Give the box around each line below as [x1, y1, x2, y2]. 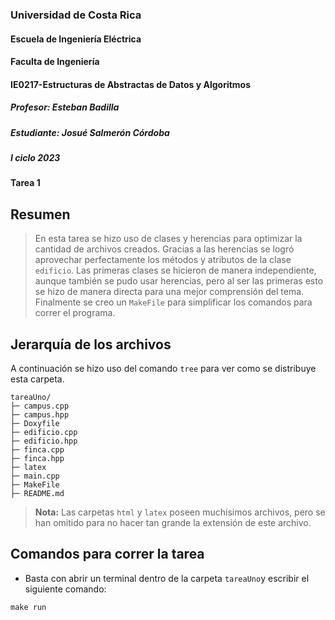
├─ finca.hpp [10, 454, 65, 464]
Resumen [10, 206, 71, 223]
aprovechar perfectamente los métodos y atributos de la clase [34, 254, 292, 266]
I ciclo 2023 [10, 152, 61, 164]
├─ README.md [10, 489, 65, 499]
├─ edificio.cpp [10, 428, 78, 438]
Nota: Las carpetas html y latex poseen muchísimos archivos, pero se [34, 506, 326, 518]
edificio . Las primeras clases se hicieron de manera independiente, [34, 264, 317, 277]
